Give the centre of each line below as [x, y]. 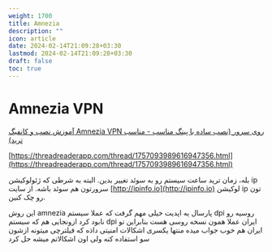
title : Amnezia [34, 23]
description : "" [36, 31]
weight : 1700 [30, 16]
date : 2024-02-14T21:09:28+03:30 [65, 46]
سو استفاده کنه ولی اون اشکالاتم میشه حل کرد [79, 238]
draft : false [30, 62]
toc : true [25, 69]
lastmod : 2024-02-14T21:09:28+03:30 [70, 53]
